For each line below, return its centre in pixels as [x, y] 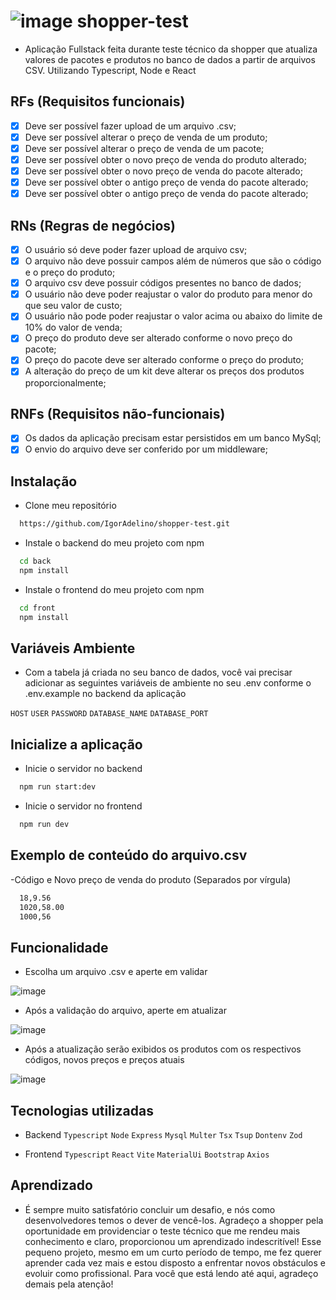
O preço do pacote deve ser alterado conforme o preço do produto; [164, 360]
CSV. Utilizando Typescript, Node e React [110, 70]
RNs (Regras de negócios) [93, 225]
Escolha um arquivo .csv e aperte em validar [116, 972]
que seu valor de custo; [73, 306]
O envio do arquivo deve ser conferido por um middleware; [146, 449]
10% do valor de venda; [73, 327]
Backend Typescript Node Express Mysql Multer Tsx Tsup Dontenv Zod [163, 1135]
